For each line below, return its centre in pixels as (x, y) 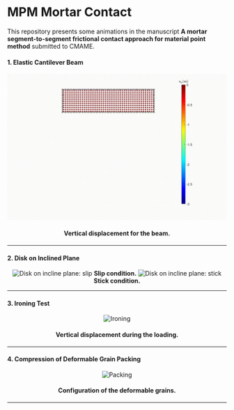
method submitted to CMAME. (51, 46)
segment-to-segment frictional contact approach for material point (107, 38)
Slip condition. (115, 274)
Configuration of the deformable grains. (117, 391)
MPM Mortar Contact (70, 12)
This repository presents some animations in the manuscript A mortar (107, 31)
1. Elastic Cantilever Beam (45, 62)
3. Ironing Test (29, 303)
